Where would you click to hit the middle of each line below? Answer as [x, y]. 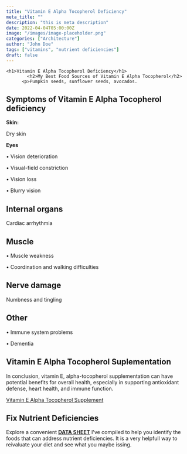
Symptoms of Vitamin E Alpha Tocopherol [84, 99]
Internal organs [35, 209]
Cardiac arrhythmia [29, 223]
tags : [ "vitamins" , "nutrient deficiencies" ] [62, 50]
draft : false [22, 55]
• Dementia [20, 343]
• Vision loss [21, 179]
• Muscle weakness [30, 256]
